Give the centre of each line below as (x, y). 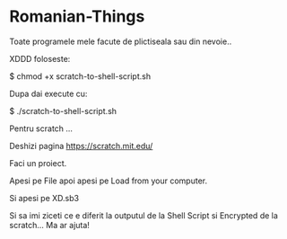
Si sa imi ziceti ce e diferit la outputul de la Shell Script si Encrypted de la (143, 215)
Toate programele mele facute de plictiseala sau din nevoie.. (121, 41)
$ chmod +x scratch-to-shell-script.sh (80, 76)
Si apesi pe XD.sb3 (44, 198)
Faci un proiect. (38, 163)
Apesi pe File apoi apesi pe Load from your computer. (109, 181)
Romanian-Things (77, 17)
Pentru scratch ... (41, 128)
